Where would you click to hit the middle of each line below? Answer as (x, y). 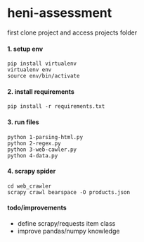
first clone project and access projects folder (72, 32)
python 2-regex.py (34, 143)
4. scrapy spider (32, 171)
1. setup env (25, 49)
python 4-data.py (33, 156)
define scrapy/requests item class (66, 223)
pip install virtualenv (42, 64)
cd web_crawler (30, 186)
